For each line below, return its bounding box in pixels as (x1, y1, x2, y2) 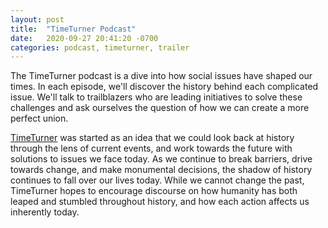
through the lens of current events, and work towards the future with (10, 142, 293, 155)
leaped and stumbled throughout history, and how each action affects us (10, 196, 310, 208)
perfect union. (10, 112, 69, 125)
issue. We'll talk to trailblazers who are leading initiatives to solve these (10, 91, 303, 103)
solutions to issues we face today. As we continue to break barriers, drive (10, 153, 313, 165)
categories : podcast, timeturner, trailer (10, 42, 190, 53)
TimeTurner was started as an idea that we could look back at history (10, 132, 295, 144)
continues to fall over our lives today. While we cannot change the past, (10, 174, 305, 186)
